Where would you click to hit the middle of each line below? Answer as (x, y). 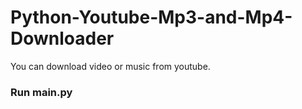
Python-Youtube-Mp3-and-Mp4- (151, 17)
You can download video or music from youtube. (110, 66)
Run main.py (41, 92)
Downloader (62, 38)
